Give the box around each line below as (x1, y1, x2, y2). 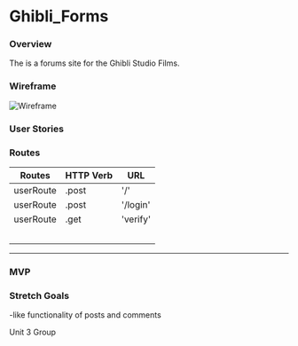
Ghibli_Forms (9, 6, 109, 27)
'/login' (121, 199, 151, 210)
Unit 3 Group (9, 326, 56, 338)
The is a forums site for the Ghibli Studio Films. (9, 58, 180, 68)
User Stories (9, 122, 65, 135)
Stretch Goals (9, 289, 69, 302)
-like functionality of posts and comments (9, 310, 161, 320)
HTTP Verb (65, 169, 114, 181)
